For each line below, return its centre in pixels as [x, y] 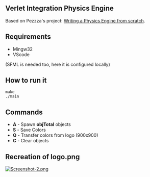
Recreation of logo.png [43, 157]
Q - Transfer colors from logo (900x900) [55, 135]
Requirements [28, 37]
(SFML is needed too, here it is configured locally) [58, 64]
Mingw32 [23, 49]
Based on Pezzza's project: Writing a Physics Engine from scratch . [75, 20]
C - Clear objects [31, 141]
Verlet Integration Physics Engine [59, 8]
